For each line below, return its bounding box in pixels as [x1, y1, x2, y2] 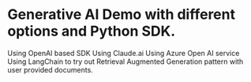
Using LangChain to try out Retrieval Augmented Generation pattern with [7, 57, 244, 66]
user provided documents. [7, 65, 94, 74]
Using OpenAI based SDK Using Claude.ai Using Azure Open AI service [7, 48, 240, 58]
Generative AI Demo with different [7, 6, 236, 24]
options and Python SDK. [7, 22, 176, 40]
